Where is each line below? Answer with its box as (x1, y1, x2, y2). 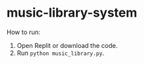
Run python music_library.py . (16, 49, 105, 57)
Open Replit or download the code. (16, 41, 118, 49)
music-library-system (6, 5, 138, 21)
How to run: (6, 28, 41, 36)
